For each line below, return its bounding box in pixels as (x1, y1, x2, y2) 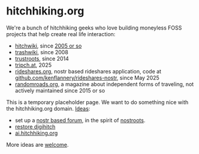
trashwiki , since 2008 (14, 48, 69, 55)
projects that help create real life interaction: (6, 30, 116, 37)
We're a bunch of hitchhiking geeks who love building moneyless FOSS (6, 24, 182, 31)
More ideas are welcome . (6, 141, 69, 148)
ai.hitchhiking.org (14, 129, 58, 137)
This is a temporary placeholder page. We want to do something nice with (6, 98, 189, 106)
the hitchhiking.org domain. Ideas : (6, 105, 91, 112)
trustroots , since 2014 (14, 55, 69, 62)
